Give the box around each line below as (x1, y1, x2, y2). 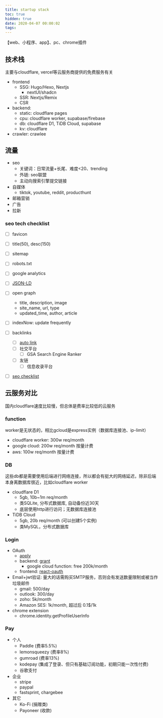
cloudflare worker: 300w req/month (12, 437, 85, 443)
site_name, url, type (19, 305, 60, 311)
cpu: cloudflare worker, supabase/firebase (19, 115, 105, 121)
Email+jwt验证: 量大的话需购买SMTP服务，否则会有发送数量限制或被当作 (12, 574, 158, 580)
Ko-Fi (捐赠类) (19, 701, 48, 707)
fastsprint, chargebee (19, 689, 63, 695)
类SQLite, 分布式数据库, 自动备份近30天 (19, 500, 99, 506)
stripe (19, 679, 32, 685)
